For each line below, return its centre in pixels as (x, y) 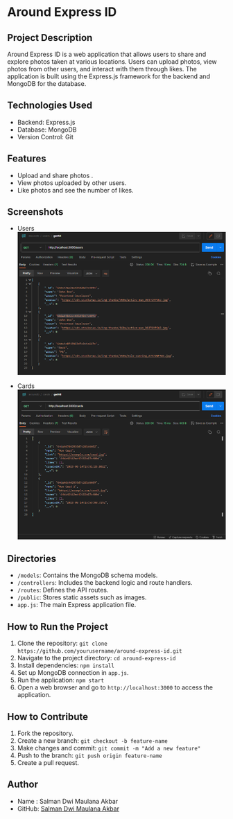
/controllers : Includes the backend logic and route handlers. (105, 583)
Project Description (50, 38)
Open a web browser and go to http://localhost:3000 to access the (115, 687)
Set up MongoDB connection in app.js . (73, 673)
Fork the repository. (45, 733)
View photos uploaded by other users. (72, 183)
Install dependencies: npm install (66, 665)
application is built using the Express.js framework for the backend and (109, 76)
